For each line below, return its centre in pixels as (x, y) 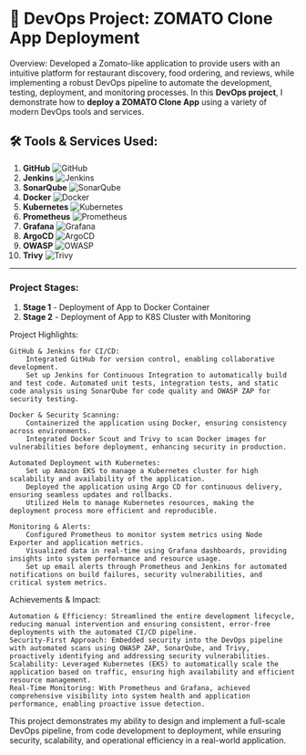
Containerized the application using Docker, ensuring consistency (156, 423)
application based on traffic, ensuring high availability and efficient (153, 672)
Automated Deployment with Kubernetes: (85, 463)
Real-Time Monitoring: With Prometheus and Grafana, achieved (130, 688)
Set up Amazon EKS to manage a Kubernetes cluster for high (142, 471)
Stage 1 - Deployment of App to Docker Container (116, 307)
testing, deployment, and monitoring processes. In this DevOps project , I (146, 92)
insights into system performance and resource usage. (116, 559)
